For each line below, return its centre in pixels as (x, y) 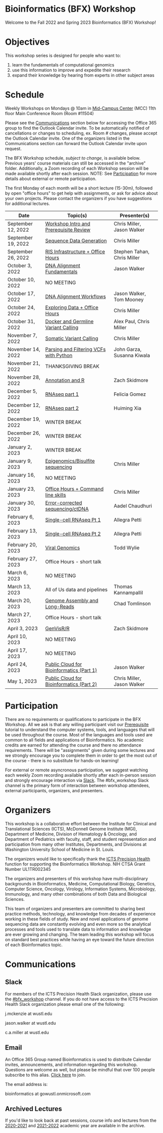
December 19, (24, 419)
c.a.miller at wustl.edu (27, 1032)
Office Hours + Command (74, 489)
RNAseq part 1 (62, 394)
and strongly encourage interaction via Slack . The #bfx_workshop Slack (77, 780)
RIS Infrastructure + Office (75, 251)
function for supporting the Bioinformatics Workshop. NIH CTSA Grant (75, 864)
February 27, (22, 558)
